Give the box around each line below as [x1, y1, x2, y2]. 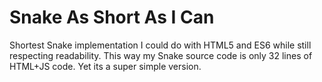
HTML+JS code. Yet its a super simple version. [9, 60, 202, 72]
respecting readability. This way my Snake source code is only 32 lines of [9, 49, 313, 61]
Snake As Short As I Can [9, 6, 215, 29]
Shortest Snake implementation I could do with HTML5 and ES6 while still [9, 39, 312, 51]
